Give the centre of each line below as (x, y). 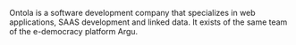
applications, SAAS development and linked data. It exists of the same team (148, 22)
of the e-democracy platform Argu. (74, 31)
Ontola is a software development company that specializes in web (133, 13)
